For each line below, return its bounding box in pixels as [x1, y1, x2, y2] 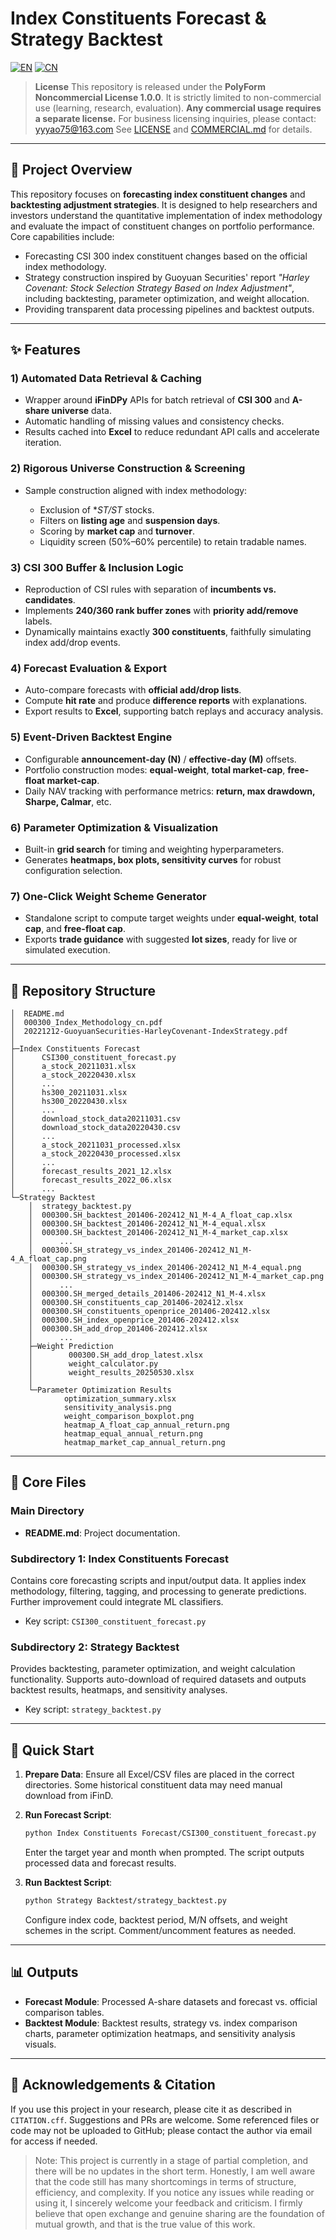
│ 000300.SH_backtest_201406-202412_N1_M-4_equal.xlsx [28, 1219, 267, 1229]
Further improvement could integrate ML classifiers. [10, 1596, 224, 1608]
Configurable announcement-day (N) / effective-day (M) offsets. [24, 753, 297, 765]
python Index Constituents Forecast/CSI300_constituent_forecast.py [24, 1828, 317, 1839]
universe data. [51, 405, 113, 417]
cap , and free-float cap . [24, 923, 126, 935]
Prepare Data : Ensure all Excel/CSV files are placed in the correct [24, 1768, 295, 1781]
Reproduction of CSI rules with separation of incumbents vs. [24, 583, 277, 596]
